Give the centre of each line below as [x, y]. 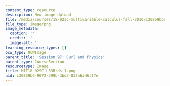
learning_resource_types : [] [36, 48]
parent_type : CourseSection [35, 62]
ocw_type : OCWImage [26, 52]
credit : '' [21, 38]
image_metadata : [22, 29]
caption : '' [23, 33]
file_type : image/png [28, 24]
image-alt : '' [25, 43]
